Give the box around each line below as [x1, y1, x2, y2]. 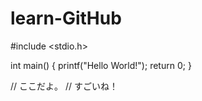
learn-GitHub [10, 7, 122, 30]
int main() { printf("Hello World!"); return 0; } [10, 59, 192, 71]
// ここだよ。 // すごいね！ [10, 80, 118, 92]
